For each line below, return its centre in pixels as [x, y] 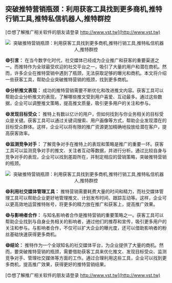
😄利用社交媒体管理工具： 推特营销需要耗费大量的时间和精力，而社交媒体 [82, 191]
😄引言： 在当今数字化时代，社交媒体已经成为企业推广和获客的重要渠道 [80, 60]
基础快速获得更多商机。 [34, 234]
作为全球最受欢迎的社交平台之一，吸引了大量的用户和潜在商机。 [95, 67]
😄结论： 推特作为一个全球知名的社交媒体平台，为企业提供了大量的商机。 [82, 245]
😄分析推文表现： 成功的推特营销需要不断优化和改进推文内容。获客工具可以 [84, 90]
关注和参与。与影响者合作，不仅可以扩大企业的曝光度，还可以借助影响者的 [84, 228]
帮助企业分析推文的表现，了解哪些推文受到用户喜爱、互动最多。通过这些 [81, 97]
